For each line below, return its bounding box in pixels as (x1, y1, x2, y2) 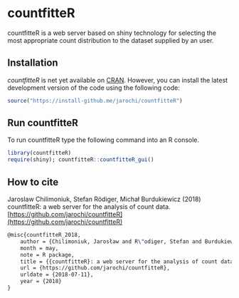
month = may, (20, 245, 59, 252)
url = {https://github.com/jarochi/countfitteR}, (20, 264, 171, 272)
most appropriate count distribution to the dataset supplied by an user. (7, 36, 214, 44)
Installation (7, 57, 58, 69)
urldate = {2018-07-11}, (20, 271, 94, 279)
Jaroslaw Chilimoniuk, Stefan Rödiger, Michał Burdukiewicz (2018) (7, 195, 201, 203)
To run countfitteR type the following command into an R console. (7, 135, 200, 144)
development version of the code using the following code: (7, 83, 180, 92)
